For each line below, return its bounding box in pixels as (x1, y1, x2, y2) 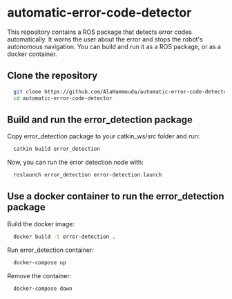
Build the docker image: (7, 219, 75, 228)
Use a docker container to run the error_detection (7, 190, 224, 202)
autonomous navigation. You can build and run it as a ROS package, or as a (7, 42, 221, 51)
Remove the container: (7, 271, 72, 280)
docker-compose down (13, 285, 72, 292)
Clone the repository (7, 70, 98, 82)
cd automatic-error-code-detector (13, 95, 113, 102)
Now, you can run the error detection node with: (7, 158, 144, 167)
